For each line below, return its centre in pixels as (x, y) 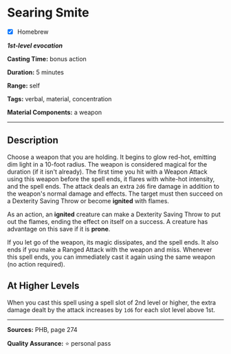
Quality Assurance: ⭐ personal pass (59, 343)
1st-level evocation (35, 45)
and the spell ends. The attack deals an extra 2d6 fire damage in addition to (113, 186)
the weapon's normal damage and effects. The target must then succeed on (115, 194)
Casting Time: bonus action (47, 59)
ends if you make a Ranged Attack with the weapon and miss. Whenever (110, 249)
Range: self (23, 85)
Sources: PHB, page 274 (42, 329)
